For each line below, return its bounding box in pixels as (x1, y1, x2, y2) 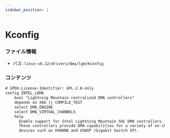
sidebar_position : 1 (5, 7, 49, 13)
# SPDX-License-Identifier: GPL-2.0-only (5, 86, 94, 91)
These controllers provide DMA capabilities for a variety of (18, 123, 153, 128)
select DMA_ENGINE (14, 104, 53, 110)
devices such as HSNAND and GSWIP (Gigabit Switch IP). (18, 128, 139, 133)
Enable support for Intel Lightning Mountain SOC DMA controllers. (18, 119, 164, 124)
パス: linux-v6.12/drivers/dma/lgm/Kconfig (12, 60, 104, 66)
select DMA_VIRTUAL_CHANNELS (14, 109, 76, 114)
